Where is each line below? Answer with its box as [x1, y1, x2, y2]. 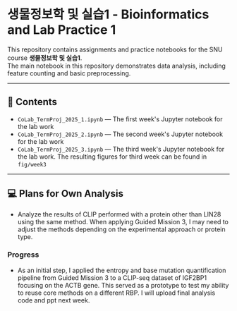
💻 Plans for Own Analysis [7, 188, 123, 200]
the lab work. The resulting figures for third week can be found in [17, 152, 207, 161]
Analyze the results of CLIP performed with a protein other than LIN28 [17, 209, 221, 219]
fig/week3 [17, 161, 47, 168]
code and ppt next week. [17, 295, 90, 304]
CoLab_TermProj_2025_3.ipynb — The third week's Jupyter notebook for [17, 145, 225, 153]
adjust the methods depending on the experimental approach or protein [17, 225, 226, 233]
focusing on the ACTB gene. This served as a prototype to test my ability [17, 281, 229, 289]
